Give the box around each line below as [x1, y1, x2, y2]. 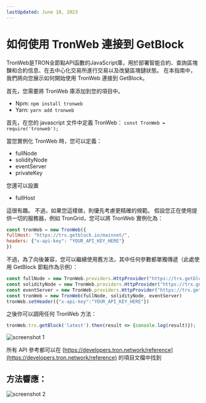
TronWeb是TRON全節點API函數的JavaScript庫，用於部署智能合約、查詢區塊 [6, 59, 198, 66]
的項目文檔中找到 [118, 354, 162, 361]
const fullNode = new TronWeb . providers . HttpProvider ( [6, 276, 150, 282]
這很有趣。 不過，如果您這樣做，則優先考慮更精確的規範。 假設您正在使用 [6, 206, 192, 214]
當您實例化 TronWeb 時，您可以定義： [6, 137, 102, 144]
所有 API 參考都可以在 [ [6, 346, 65, 354]
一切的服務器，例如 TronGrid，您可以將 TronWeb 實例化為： [11, 214, 164, 222]
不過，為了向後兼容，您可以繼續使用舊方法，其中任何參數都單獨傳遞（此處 [6, 256, 194, 263]
